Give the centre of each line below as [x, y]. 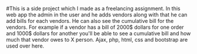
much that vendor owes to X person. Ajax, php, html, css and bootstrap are [97, 40]
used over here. [25, 46]
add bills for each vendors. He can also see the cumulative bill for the [90, 21]
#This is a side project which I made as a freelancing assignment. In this [93, 9]
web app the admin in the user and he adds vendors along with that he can [97, 15]
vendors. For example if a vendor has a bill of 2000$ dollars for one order [95, 27]
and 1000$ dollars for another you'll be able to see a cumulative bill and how [98, 33]
